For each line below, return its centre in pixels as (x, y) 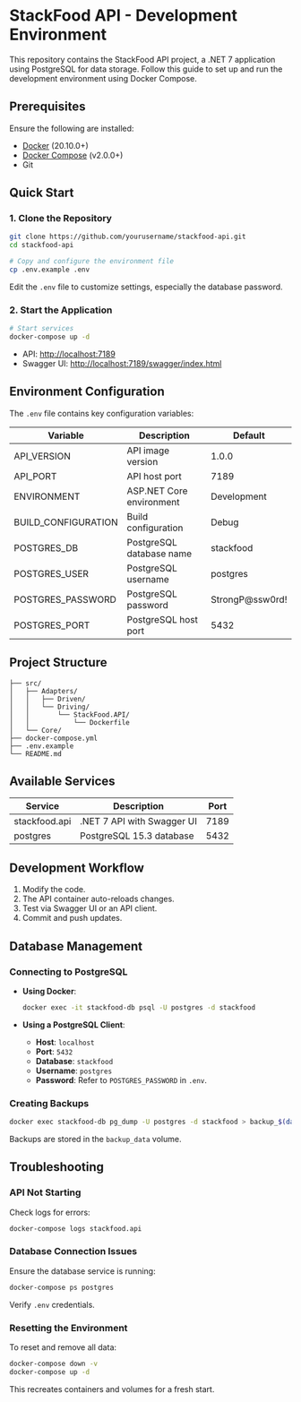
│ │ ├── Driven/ (48, 699)
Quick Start (42, 193)
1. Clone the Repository (60, 219)
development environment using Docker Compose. (103, 78)
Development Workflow (77, 868)
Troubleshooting (57, 1167)
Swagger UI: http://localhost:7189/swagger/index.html (122, 363)
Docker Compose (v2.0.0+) (73, 155)
